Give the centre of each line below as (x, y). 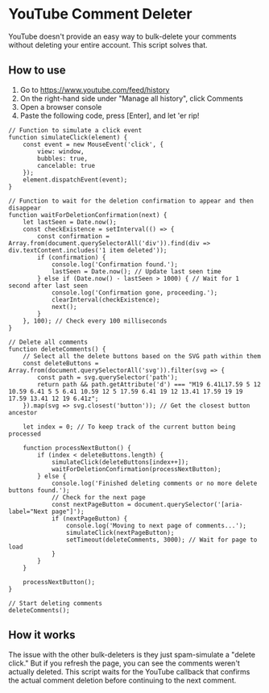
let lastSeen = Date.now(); (70, 222)
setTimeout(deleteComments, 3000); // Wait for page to (161, 540)
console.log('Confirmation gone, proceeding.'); (134, 292)
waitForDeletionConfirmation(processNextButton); (136, 469)
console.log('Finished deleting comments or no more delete (154, 483)
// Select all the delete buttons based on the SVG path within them (142, 356)
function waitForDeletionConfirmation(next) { (88, 215)
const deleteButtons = (61, 363)
